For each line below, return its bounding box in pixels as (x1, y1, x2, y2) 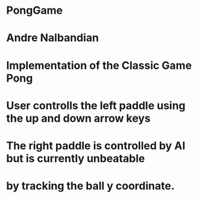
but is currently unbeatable (6, 151, 146, 165)
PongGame (6, 4, 63, 17)
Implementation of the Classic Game (6, 58, 192, 72)
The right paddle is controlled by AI (6, 139, 185, 152)
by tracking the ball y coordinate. (6, 179, 175, 193)
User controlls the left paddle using (6, 98, 186, 112)
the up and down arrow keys (6, 112, 151, 125)
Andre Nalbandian (6, 31, 99, 45)
